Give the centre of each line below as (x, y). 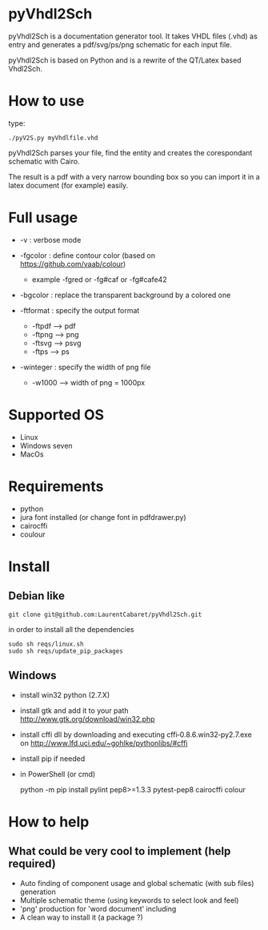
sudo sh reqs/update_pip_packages (66, 651)
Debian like (37, 596)
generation (38, 892)
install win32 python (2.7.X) (65, 694)
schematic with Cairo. (44, 161)
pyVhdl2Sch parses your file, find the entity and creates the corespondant (130, 152)
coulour (32, 534)
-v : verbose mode (50, 240)
